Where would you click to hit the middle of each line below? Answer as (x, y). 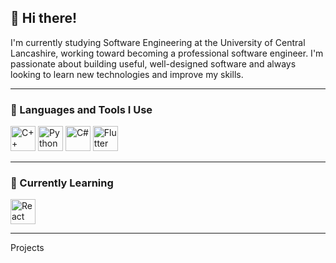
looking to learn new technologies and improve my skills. (127, 74)
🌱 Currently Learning (62, 183)
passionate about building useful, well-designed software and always (153, 63)
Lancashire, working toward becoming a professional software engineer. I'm (167, 53)
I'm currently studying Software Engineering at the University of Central (158, 42)
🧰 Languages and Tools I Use (81, 109)
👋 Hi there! (44, 18)
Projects (27, 248)
